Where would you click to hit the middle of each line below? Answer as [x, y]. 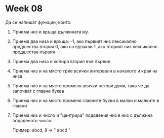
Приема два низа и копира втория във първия [61, 61]
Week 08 [24, 9]
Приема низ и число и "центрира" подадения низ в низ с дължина [82, 115]
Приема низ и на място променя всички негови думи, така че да [81, 86]
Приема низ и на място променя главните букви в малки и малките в [86, 100]
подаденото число [32, 120]
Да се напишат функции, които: [38, 22]
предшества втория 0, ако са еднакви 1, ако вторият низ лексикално [85, 46]
